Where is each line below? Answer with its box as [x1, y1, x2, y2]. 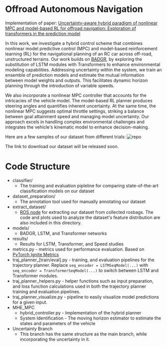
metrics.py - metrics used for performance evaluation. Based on [12, 246, 145, 252]
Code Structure [5, 161, 70, 173]
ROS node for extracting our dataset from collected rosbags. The [19, 209, 154, 215]
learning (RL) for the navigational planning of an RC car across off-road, [5, 51, 153, 57]
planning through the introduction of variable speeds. [5, 82, 115, 88]
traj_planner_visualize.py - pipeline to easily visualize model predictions [12, 294, 160, 300]
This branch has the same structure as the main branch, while [19, 331, 147, 337]
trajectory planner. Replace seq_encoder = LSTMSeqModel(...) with [12, 262, 149, 268]
